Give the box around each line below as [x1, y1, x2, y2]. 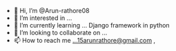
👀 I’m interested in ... [13, 14, 72, 22]
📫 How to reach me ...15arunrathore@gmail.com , [13, 37, 156, 44]
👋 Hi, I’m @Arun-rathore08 [13, 7, 90, 14]
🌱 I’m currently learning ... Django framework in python [13, 21, 170, 29]
